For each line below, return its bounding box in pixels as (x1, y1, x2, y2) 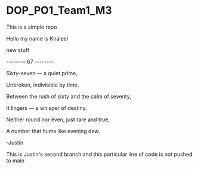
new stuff (6, 46, 30, 54)
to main (6, 156, 25, 164)
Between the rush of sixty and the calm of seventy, (6, 93, 131, 100)
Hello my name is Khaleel (6, 35, 69, 42)
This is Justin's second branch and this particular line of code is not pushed (6, 150, 193, 158)
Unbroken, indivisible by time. (6, 81, 79, 88)
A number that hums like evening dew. (6, 127, 100, 134)
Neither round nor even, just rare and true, (6, 116, 110, 123)
